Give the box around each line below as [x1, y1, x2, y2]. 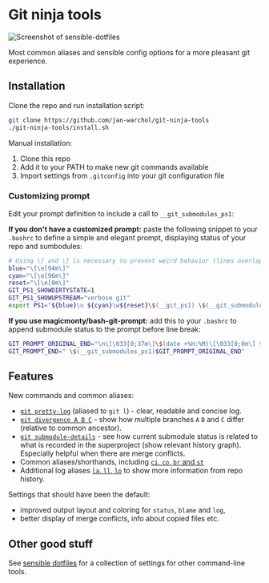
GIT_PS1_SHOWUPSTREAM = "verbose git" [8, 294, 130, 302]
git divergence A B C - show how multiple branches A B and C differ [19, 415, 245, 424]
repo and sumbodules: [8, 241, 82, 251]
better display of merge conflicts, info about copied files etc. [19, 514, 220, 524]
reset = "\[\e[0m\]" [8, 279, 70, 287]
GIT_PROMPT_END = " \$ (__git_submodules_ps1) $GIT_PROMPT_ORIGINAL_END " [8, 347, 246, 356]
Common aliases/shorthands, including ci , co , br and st [19, 457, 204, 467]
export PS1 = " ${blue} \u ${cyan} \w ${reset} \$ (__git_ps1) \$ [8, 302, 206, 310]
